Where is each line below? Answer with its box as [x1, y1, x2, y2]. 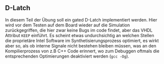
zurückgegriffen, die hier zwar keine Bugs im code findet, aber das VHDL [5, 27, 153, 33]
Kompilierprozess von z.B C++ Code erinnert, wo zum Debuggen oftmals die [5, 48, 160, 54]
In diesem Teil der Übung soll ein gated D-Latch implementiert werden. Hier [5, 17, 158, 22]
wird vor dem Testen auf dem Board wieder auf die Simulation [5, 22, 130, 28]
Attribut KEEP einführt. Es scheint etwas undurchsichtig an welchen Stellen [5, 32, 154, 38]
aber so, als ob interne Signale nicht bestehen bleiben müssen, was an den [5, 43, 157, 48]
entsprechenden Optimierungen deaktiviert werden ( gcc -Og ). [5, 53, 130, 59]
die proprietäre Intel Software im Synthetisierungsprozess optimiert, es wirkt [5, 38, 159, 43]
